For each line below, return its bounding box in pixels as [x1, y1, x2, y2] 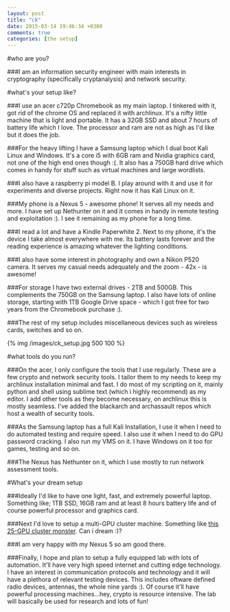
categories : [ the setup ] [7, 36, 78, 43]
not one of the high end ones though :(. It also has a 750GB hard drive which [7, 158, 223, 167]
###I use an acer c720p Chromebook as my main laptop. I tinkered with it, [7, 102, 217, 110]
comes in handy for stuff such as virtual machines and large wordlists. [7, 166, 206, 174]
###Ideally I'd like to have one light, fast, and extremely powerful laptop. [7, 492, 211, 500]
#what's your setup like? [7, 89, 77, 97]
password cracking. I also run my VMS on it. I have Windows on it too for [7, 437, 213, 446]
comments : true [7, 29, 51, 36]
